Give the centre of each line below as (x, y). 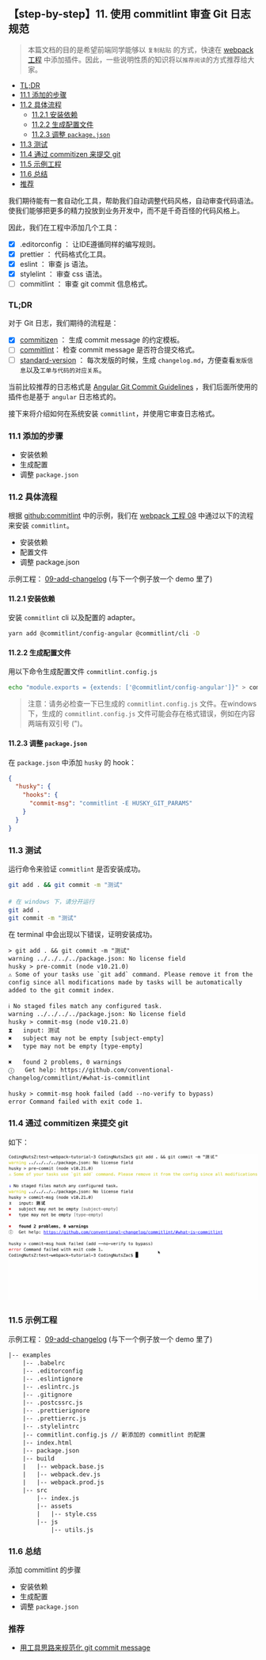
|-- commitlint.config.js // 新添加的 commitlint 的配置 (114, 1435)
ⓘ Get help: (33, 1070)
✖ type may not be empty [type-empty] (76, 1047)
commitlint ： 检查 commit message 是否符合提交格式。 (109, 350)
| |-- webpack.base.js (63, 1466)
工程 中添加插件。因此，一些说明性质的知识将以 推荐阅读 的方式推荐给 (137, 59)
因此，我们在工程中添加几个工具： (64, 227)
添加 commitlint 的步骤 (45, 1570)
